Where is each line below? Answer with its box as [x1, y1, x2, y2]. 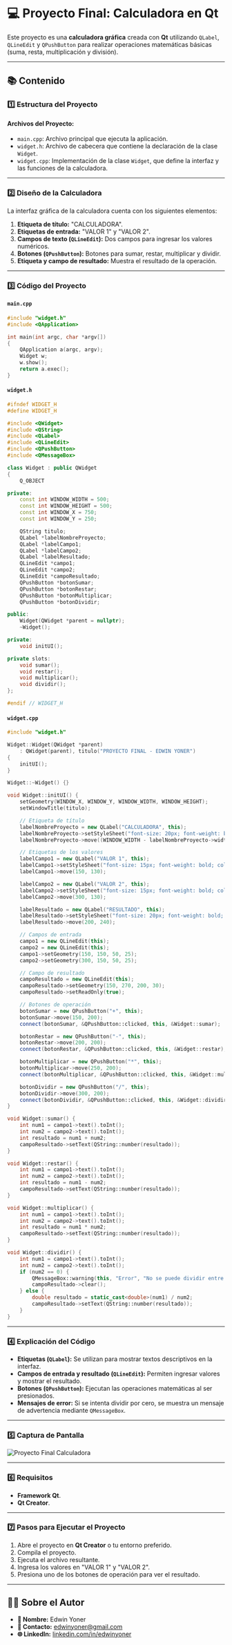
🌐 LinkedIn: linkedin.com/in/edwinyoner [17, 1630, 132, 1638]
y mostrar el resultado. [17, 1376, 82, 1385]
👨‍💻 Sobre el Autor [7, 1597, 85, 1608]
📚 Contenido [7, 75, 66, 87]
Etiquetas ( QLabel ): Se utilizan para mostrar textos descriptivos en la [17, 1355, 213, 1363]
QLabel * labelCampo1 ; [19, 540, 81, 548]
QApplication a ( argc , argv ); [19, 346, 104, 353]
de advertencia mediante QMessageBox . [17, 1406, 126, 1414]
